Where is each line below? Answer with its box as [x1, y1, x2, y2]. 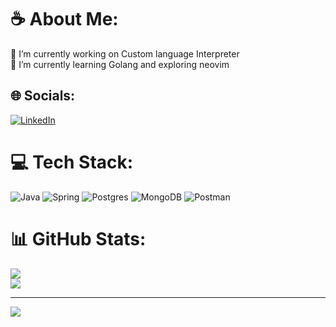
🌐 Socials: [10, 87, 76, 105]
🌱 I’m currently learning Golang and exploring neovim [10, 58, 230, 70]
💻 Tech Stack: [10, 151, 134, 173]
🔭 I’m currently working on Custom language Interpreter [10, 47, 240, 60]
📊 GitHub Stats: [10, 227, 147, 250]
